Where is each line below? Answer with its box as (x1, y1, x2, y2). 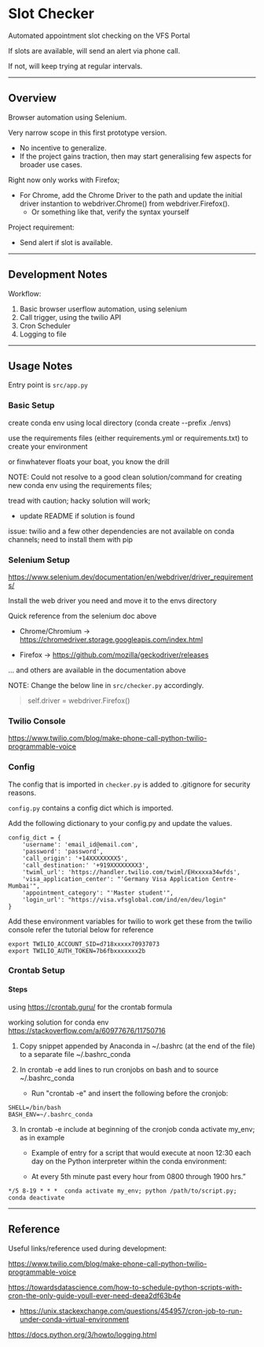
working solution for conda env (8, 1018, 109, 1027)
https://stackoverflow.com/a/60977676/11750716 (8, 1025, 167, 1035)
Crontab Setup (8, 965, 65, 976)
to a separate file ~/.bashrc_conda (19, 1049, 131, 1059)
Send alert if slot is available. (19, 237, 113, 247)
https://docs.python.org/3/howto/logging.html (8, 1330, 157, 1339)
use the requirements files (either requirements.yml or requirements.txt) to (8, 433, 249, 442)
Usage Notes (8, 359, 73, 373)
